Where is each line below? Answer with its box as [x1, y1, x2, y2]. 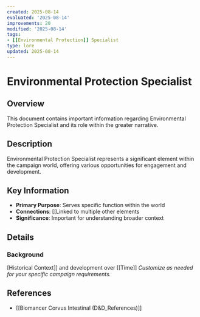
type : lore [7, 43, 35, 49]
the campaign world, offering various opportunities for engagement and [7, 162, 187, 169]
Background [7, 250, 44, 259]
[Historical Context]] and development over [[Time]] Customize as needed [7, 264, 193, 271]
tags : [7, 32, 21, 38]
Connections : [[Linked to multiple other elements [15, 208, 140, 216]
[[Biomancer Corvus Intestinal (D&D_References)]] [15, 304, 142, 312]
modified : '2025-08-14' [7, 26, 67, 32]
